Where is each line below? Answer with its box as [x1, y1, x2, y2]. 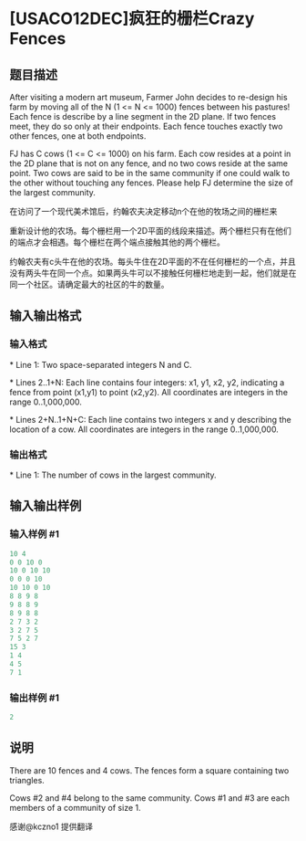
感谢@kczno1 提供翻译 [9, 821, 94, 832]
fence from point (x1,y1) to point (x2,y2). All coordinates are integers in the [9, 386, 289, 397]
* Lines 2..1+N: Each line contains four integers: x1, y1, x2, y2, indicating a [9, 376, 285, 388]
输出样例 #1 [9, 691, 59, 704]
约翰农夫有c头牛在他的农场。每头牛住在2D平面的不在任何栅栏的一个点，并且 [9, 257, 296, 267]
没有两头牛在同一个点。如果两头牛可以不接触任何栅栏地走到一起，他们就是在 [9, 268, 297, 279]
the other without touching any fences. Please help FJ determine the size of [9, 177, 293, 188]
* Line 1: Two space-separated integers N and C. [9, 359, 192, 370]
